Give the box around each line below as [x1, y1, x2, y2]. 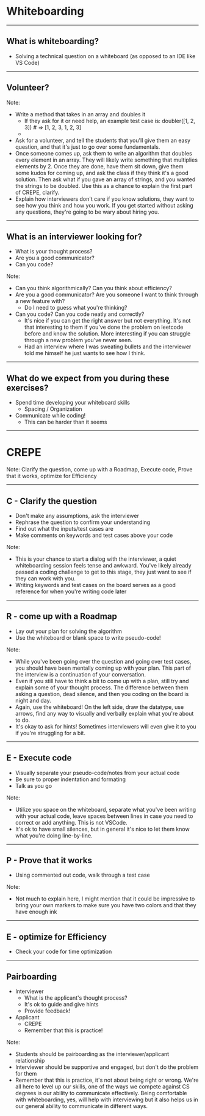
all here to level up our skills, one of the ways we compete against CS [15, 1083, 190, 1090]
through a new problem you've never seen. [24, 337, 132, 344]
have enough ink [15, 908, 57, 916]
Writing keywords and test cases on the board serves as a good [15, 581, 176, 588]
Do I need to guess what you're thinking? [24, 304, 128, 312]
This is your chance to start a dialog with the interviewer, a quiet [15, 555, 177, 563]
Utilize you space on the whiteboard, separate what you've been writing [15, 806, 196, 813]
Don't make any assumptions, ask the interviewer [15, 512, 139, 519]
